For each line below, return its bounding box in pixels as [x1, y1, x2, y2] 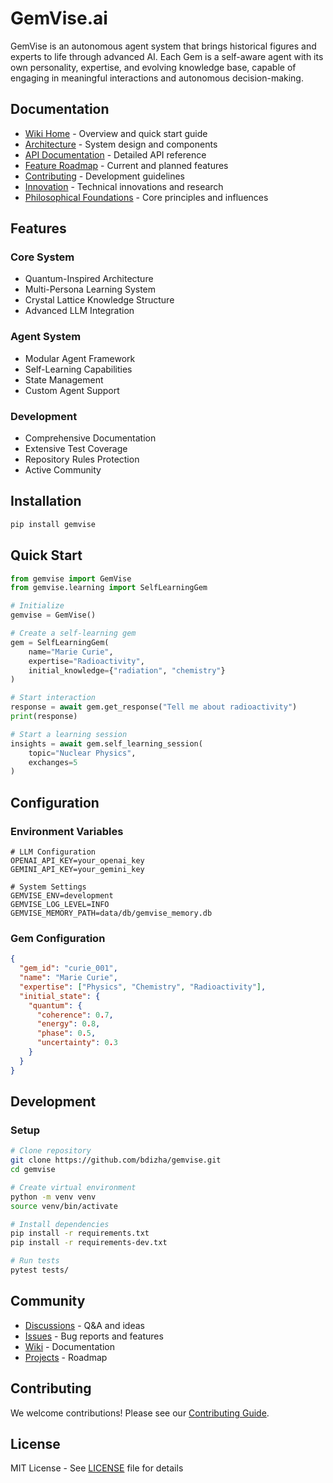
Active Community [24, 464, 102, 476]
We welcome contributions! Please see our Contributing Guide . [10, 1407, 270, 1419]
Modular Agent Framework [24, 352, 136, 364]
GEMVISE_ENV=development [10, 890, 114, 901]
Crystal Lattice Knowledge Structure [24, 294, 175, 306]
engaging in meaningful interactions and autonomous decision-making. [10, 72, 304, 84]
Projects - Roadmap [24, 1351, 108, 1363]
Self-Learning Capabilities [24, 363, 133, 375]
